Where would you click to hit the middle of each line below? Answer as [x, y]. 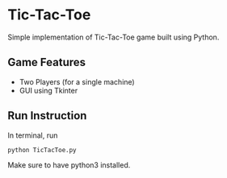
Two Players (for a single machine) [77, 81]
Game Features [47, 62]
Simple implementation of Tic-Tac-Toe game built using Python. [113, 37]
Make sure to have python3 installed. [69, 165]
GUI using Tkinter [48, 90]
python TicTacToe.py [42, 150]
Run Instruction [47, 116]
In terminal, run [33, 135]
